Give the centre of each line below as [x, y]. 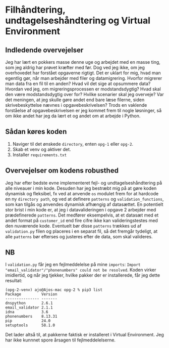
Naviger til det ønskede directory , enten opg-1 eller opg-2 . [73, 144]
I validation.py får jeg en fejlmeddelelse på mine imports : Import [73, 265]
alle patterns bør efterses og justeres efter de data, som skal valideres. [79, 236]
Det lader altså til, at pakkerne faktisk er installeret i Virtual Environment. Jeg [84, 335]
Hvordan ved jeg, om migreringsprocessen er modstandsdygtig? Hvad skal [83, 89]
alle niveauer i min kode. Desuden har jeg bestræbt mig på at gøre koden [81, 188]
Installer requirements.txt [40, 155]
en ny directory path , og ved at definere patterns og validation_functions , [84, 199]
